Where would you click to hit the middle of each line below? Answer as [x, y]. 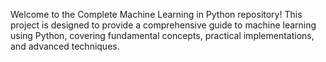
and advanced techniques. [65, 46]
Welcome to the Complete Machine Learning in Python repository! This [156, 14]
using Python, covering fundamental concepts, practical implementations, [162, 35]
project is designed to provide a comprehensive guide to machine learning [163, 25]
